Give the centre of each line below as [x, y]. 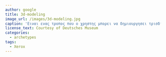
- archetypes [23, 38]
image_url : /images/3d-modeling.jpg [43, 19]
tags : [11, 42]
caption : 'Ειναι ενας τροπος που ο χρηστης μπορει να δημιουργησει [76, 24]
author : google [21, 10]
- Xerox [18, 47]
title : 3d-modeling [25, 14]
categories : [17, 33]
